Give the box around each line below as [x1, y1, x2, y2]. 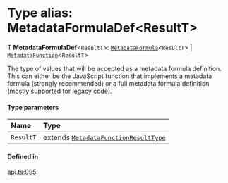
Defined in [7, 152, 39, 160]
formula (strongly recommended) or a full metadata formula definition [7, 79, 210, 87]
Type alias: [7, 5, 73, 21]
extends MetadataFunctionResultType [43, 132, 166, 142]
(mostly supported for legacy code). [7, 87, 112, 95]
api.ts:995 [7, 168, 37, 177]
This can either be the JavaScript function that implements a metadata [7, 72, 212, 80]
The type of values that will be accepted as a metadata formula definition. [7, 64, 222, 72]
